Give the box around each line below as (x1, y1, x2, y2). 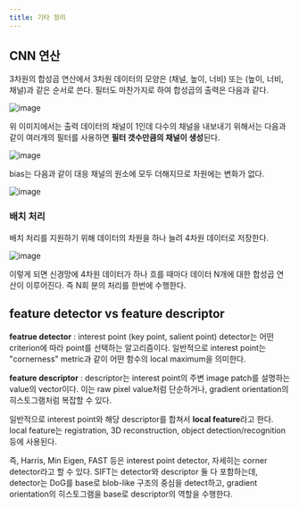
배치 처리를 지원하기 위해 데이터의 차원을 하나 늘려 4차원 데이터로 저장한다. (9, 232, 270, 243)
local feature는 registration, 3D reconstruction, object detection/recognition (9, 425, 287, 436)
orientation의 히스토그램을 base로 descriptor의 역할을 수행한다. (9, 488, 234, 499)
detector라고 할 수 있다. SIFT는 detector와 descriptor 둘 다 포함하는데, (9, 466, 259, 477)
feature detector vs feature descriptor (9, 306, 225, 321)
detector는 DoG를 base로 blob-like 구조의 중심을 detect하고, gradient (9, 477, 258, 487)
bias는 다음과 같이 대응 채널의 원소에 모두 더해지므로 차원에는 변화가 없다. (9, 169, 265, 179)
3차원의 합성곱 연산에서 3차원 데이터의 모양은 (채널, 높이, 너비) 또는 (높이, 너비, (9, 73, 284, 85)
